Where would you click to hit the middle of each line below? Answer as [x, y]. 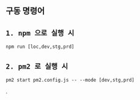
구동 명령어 [25, 11]
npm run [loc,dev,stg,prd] [40, 47]
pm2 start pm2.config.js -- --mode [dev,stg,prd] [70, 80]
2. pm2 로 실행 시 [37, 66]
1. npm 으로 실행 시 [40, 33]
